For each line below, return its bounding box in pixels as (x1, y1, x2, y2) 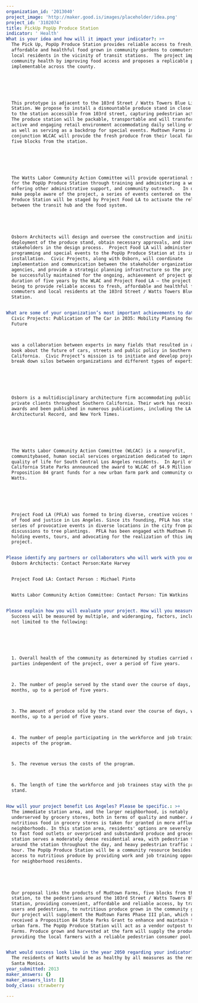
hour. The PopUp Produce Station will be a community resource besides (11, 847, 192, 853)
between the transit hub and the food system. (11, 202, 128, 208)
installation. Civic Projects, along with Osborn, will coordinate (11, 256, 183, 262)
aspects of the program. (11, 740, 72, 746)
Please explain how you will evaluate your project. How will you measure (6, 608, 194, 614)
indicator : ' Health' (6, 31, 60, 37)
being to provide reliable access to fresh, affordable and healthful (11, 283, 189, 289)
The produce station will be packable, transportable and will (11, 116, 170, 123)
